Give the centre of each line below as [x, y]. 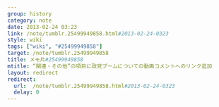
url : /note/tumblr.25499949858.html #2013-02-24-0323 [94, 86]
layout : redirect [33, 73]
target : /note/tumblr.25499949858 [58, 53]
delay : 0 [26, 92]
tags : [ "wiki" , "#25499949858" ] [55, 46]
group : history [30, 14]
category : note [30, 20]
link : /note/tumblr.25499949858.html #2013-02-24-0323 [88, 33]
